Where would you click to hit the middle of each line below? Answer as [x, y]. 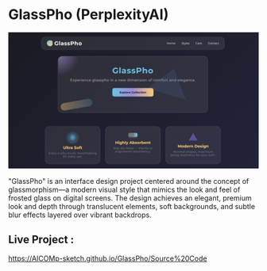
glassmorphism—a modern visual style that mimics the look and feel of [124, 189]
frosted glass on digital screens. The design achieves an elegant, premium [130, 198]
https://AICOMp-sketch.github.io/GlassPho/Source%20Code [108, 258]
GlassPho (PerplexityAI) [89, 15]
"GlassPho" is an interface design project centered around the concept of [129, 181]
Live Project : [41, 239]
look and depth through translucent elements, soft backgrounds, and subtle [132, 206]
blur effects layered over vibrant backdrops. [80, 215]
